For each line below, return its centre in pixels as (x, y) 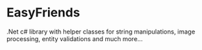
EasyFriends (44, 13)
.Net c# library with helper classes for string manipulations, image (101, 32)
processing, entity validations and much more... (75, 38)
